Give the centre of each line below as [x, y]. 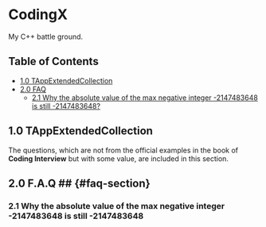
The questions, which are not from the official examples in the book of [123, 150]
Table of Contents [54, 62]
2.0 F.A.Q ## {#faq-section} [80, 183]
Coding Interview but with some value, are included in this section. [119, 158]
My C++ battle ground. [46, 37]
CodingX [38, 15]
